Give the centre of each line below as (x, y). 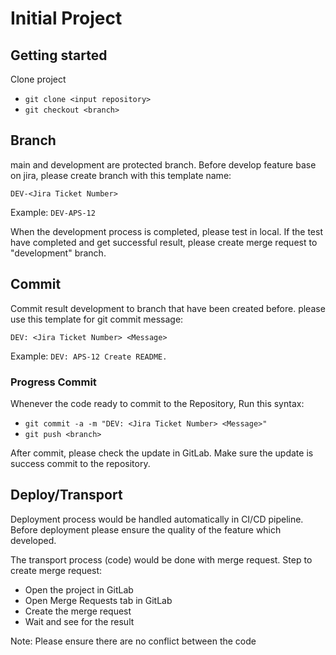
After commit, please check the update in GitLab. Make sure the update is (162, 453)
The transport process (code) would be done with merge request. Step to (161, 559)
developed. (33, 540)
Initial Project (66, 18)
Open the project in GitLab (79, 589)
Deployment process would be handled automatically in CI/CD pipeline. (157, 519)
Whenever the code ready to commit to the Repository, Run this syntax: (157, 403)
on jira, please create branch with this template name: (121, 175)
